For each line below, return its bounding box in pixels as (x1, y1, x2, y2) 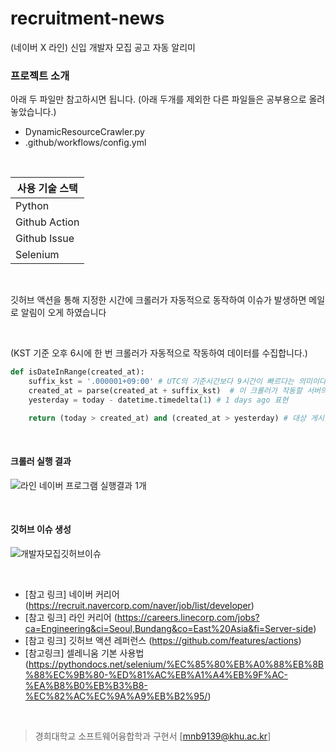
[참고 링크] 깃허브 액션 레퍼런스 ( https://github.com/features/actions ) (24, 635, 302, 647)
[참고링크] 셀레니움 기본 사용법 (24, 647, 145, 659)
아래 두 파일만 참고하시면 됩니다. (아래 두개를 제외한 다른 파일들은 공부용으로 (10, 93, 307, 106)
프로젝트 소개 (10, 68, 70, 82)
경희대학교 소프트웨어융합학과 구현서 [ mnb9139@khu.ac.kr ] (34, 730, 272, 742)
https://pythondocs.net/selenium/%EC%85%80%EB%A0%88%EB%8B (28, 658, 324, 671)
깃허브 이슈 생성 (10, 523, 72, 536)
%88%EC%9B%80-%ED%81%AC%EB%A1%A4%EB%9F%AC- (24, 669, 289, 681)
